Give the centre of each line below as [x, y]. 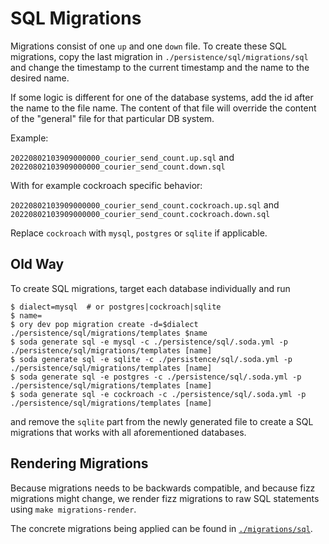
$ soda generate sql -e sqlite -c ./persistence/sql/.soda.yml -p [151, 359]
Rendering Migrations [79, 463]
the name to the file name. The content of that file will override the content [163, 108]
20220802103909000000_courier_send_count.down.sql [118, 167]
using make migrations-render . [73, 509]
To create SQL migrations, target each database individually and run [150, 288]
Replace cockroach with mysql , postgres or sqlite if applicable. [139, 233]
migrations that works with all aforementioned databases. [128, 432]
